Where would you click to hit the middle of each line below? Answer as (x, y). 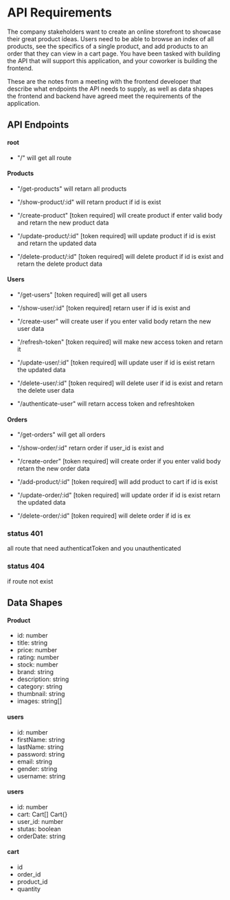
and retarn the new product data (63, 222)
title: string (32, 643)
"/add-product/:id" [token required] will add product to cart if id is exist (117, 482)
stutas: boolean (39, 829)
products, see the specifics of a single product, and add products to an (107, 46)
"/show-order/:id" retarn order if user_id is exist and (90, 448)
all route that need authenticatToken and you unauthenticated (94, 549)
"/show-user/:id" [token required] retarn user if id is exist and (104, 308)
